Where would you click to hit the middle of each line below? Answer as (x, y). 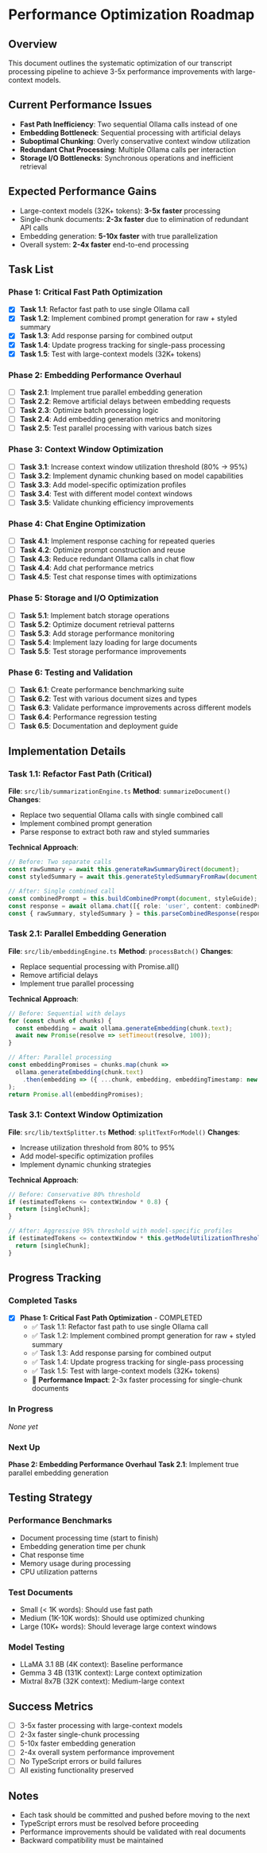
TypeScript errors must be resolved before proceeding (109, 1824)
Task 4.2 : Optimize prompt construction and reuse (103, 550)
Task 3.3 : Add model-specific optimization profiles (103, 485)
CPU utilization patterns (58, 1571)
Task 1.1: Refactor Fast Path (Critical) (80, 773)
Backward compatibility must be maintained (91, 1840)
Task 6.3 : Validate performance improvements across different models (135, 708)
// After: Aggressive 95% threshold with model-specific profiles (120, 1231)
